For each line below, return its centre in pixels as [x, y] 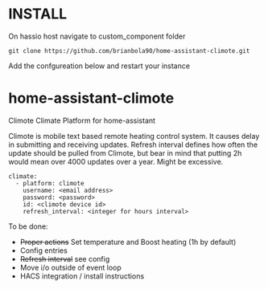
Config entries [44, 250]
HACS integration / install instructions [82, 276]
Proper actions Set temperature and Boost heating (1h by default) [128, 242]
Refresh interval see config [65, 258]
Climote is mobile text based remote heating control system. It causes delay [134, 136]
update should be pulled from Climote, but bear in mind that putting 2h [125, 153]
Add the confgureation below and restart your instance [99, 66]
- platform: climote [50, 183]
